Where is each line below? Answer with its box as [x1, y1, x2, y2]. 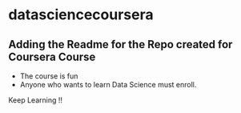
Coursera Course [8, 50, 96, 63]
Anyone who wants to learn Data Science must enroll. [19, 80, 197, 89]
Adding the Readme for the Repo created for [8, 38, 233, 51]
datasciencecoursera [8, 6, 154, 24]
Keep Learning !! [8, 95, 62, 105]
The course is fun [19, 71, 78, 81]
